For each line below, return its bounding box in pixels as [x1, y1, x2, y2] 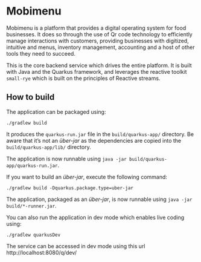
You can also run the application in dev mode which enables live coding [6, 214, 185, 221]
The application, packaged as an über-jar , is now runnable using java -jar [6, 195, 193, 203]
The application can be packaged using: [6, 108, 106, 116]
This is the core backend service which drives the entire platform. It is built [6, 62, 192, 69]
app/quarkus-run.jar [6, 162, 59, 169]
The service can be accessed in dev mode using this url [6, 242, 145, 249]
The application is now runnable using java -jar [6, 155, 127, 162]
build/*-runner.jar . [6, 201, 57, 209]
